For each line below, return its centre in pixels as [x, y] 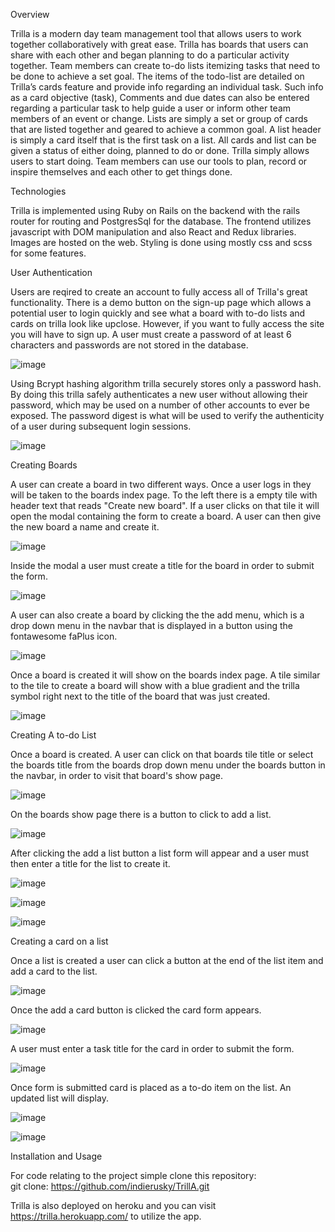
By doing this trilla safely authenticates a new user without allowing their [159, 394]
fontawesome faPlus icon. [64, 636]
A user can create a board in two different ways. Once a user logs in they [161, 484]
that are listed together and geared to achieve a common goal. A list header [166, 129]
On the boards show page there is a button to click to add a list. [141, 814]
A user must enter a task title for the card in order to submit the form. [152, 1048]
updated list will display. [59, 1098]
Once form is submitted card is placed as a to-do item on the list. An [151, 1087]
